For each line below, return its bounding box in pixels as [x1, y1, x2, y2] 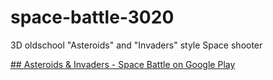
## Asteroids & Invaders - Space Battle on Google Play [10, 58, 236, 70]
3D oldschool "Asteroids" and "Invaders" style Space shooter [10, 39, 263, 51]
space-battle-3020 [10, 6, 175, 29]
